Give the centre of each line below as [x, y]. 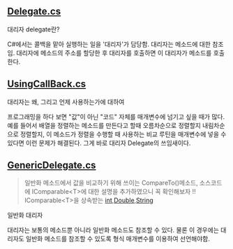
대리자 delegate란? [33, 29]
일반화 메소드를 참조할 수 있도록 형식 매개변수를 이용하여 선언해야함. [118, 239]
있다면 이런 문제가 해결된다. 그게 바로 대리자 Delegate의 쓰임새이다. [99, 143]
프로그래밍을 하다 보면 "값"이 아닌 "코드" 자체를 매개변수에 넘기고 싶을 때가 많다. [116, 116]
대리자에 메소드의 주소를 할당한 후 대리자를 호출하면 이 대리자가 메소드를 [114, 52]
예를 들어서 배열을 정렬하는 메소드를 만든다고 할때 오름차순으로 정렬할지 [104, 125]
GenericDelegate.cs [52, 165]
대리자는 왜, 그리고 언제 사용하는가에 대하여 [66, 101]
